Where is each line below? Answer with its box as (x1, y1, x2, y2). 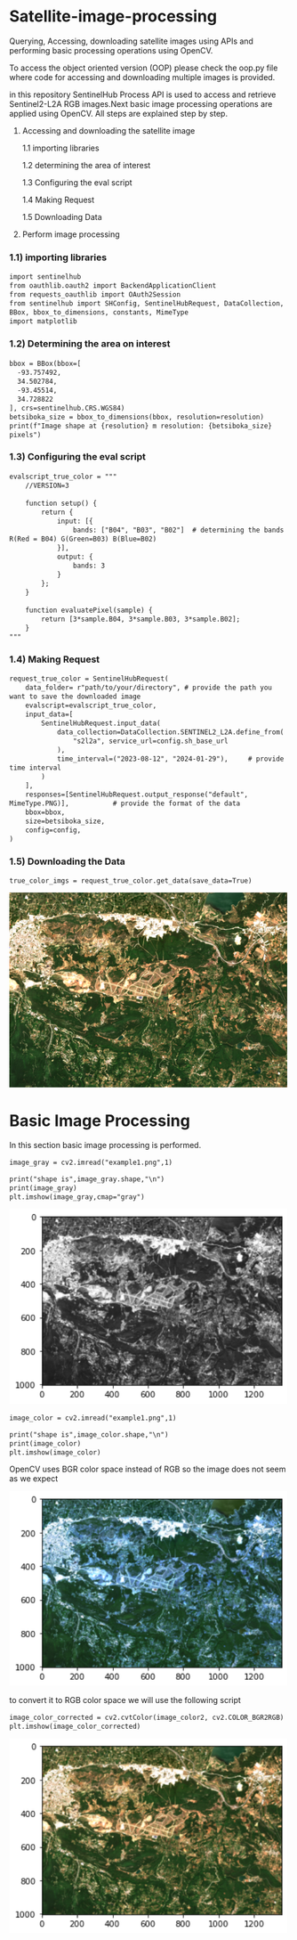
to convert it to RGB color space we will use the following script (9, 1695, 242, 1706)
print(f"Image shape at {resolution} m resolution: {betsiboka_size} (9, 421, 273, 430)
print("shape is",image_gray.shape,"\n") (9, 1175, 165, 1184)
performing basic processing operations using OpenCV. (9, 45, 213, 55)
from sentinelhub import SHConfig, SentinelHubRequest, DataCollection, (9, 299, 285, 308)
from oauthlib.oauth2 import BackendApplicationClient (9, 281, 217, 290)
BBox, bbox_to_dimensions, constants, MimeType (9, 308, 189, 317)
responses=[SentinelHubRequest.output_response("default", (25, 790, 249, 799)
